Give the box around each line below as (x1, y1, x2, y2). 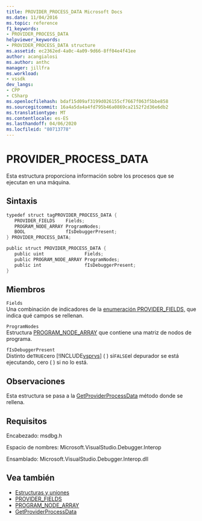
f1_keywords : (6, 25, 39, 32)
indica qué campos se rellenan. (6, 312, 84, 319)
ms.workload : (6, 70, 39, 76)
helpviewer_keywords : (6, 37, 61, 43)
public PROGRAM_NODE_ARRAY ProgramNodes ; (14, 257, 120, 263)
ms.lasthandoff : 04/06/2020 (6, 121, 77, 127)
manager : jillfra (6, 64, 50, 71)
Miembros (6, 284, 45, 295)
